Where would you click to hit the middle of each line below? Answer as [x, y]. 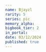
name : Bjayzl [19, 10]
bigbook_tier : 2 [22, 28]
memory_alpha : [20, 24]
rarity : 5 [15, 14]
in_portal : [16, 33]
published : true [22, 42]
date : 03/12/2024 [23, 38]
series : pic [17, 19]
